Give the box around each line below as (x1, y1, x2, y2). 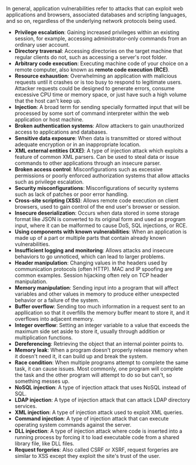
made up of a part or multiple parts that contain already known (14, 235, 166, 241)
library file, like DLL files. (14, 440, 75, 447)
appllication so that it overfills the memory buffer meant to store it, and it (14, 309, 190, 316)
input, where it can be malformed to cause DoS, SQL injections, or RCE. (14, 222, 188, 229)
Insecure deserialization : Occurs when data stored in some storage (14, 209, 180, 216)
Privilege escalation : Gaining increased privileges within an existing (14, 29, 180, 36)
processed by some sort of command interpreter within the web (14, 110, 170, 117)
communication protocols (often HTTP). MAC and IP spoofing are (14, 266, 173, 272)
